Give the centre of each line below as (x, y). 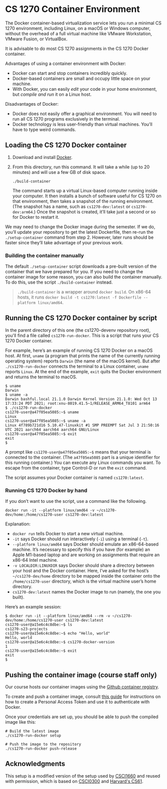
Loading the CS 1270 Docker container (66, 145)
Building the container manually (45, 255)
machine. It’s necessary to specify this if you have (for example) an (81, 550)
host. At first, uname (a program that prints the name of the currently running (83, 355)
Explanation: (18, 524)
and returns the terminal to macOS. (41, 377)
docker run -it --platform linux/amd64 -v (50, 510)
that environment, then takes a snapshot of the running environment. (83, 201)
